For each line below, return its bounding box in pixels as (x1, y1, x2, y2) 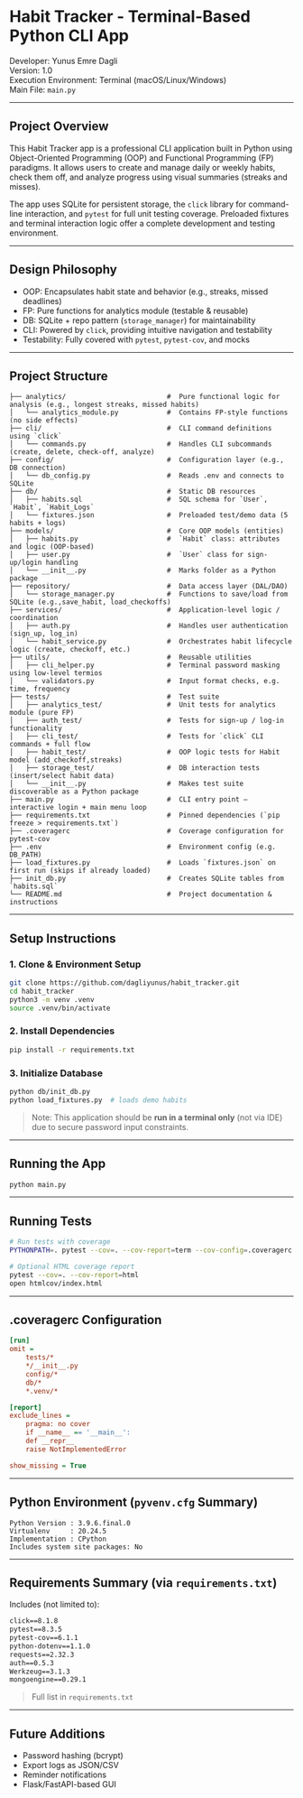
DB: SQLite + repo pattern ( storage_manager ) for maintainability (22, 314, 256, 326)
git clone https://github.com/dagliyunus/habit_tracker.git (9, 978, 241, 987)
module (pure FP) (9, 709, 75, 718)
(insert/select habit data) (9, 772, 115, 781)
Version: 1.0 (9, 65, 53, 76)
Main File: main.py (9, 84, 77, 95)
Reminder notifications (22, 1769, 106, 1780)
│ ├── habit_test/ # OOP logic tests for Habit (9, 747, 280, 757)
